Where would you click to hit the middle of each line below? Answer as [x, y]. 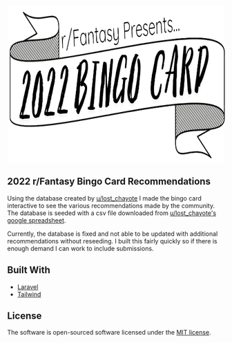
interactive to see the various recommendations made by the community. [111, 205]
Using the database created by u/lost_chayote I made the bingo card [105, 198]
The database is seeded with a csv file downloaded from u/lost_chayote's [112, 213]
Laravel [28, 287]
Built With [29, 270]
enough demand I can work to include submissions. [80, 248]
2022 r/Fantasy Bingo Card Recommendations [109, 182]
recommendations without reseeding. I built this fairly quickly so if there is [112, 241]
